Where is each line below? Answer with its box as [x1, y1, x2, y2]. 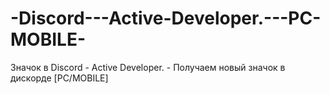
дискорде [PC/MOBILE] [10, 72, 109, 84]
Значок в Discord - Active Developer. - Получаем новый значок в [10, 61, 286, 73]
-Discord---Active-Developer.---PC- [10, 7, 322, 30]
